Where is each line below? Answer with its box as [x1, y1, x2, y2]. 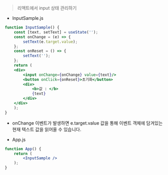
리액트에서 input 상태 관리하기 [17, 5, 77, 11]
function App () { [5, 146, 42, 152]
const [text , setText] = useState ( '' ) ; [14, 30, 98, 35]
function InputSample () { [5, 25, 59, 30]
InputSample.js [12, 15, 44, 21]
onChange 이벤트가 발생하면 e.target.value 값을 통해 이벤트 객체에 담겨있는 [12, 120, 163, 126]
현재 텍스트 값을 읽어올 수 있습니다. [12, 126, 82, 132]
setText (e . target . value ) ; [23, 39, 78, 44]
